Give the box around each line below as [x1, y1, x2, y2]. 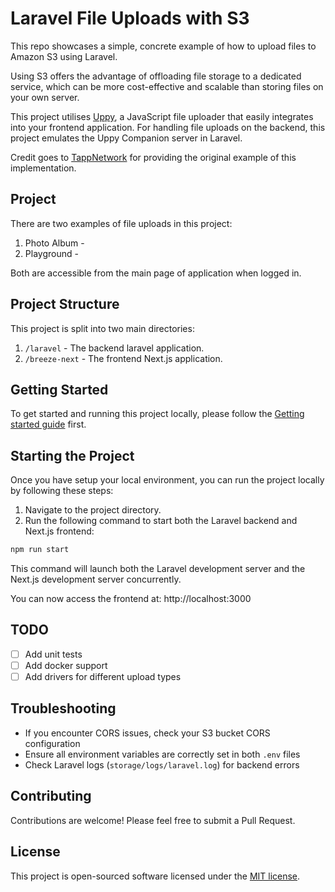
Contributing [10, 788, 92, 805]
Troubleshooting [10, 700, 117, 717]
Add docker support [24, 659, 108, 671]
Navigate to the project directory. [24, 504, 162, 516]
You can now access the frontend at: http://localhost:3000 [10, 593, 252, 605]
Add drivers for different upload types [24, 671, 182, 682]
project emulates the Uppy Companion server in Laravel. [10, 132, 243, 144]
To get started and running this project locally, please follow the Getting [10, 408, 305, 420]
